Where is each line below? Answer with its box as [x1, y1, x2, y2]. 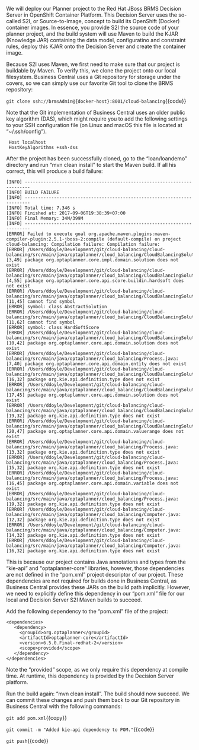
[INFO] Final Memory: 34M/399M [6, 216, 84, 221]
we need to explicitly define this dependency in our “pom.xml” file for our [6, 590, 185, 597]
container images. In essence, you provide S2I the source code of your [6, 24, 179, 31]
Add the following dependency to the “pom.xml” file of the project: [6, 608, 168, 615]
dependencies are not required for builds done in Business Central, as [6, 577, 177, 584]
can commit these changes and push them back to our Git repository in [6, 697, 180, 703]
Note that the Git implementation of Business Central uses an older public [6, 109, 185, 116]
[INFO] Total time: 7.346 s [6, 205, 76, 211]
